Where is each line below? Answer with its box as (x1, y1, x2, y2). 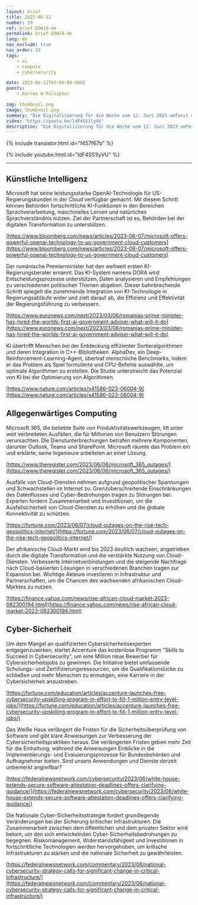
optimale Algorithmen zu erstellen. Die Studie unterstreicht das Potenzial (6, 367, 182, 374)
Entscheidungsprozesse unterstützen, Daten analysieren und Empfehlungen (6, 276, 190, 283)
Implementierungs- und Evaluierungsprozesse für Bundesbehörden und (6, 751, 181, 758)
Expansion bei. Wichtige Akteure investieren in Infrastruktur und (6, 570, 161, 577)
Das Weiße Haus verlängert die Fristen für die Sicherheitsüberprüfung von (6, 726, 187, 733)
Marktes (6, 583, 27, 590)
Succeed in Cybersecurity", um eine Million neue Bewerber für (6, 652, 158, 660)
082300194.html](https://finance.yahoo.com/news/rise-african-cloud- (6, 601, 177, 608)
